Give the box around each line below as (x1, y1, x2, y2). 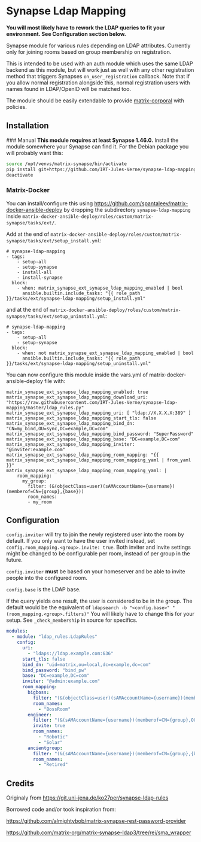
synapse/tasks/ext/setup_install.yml (6, 238, 100, 244)
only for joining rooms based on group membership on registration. (6, 48, 172, 55)
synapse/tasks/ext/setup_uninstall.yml (6, 313, 106, 320)
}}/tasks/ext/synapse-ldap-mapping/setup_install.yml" (6, 295, 146, 302)
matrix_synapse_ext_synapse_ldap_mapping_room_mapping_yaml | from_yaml (6, 457, 191, 463)
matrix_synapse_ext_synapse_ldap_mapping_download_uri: (6, 394, 148, 400)
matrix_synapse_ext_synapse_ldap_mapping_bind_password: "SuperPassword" (6, 431, 194, 437)
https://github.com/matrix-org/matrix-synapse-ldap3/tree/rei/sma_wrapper (6, 829, 191, 836)
